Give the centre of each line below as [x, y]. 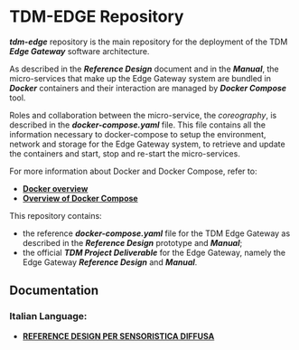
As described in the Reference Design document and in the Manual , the [144, 69]
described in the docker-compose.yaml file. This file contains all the [138, 125]
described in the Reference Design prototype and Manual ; [132, 242]
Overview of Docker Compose [80, 198]
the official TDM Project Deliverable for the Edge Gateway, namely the [154, 252]
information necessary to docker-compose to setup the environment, [138, 134]
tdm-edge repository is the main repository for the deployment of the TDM [149, 42]
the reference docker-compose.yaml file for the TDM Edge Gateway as [156, 233]
